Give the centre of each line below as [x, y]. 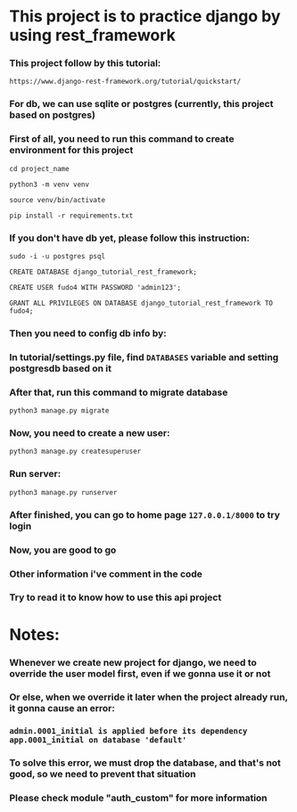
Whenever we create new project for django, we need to [133, 662]
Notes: [35, 634]
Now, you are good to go [63, 550]
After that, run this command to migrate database [119, 392]
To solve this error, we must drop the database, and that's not [145, 763]
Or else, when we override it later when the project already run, [148, 697]
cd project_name [39, 168]
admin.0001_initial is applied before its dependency [128, 731]
